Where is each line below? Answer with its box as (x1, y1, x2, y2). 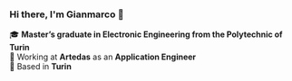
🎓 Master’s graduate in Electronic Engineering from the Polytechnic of (9, 29, 283, 40)
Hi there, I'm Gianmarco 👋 (9, 8, 124, 21)
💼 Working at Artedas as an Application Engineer (9, 51, 197, 62)
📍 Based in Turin (9, 61, 73, 72)
